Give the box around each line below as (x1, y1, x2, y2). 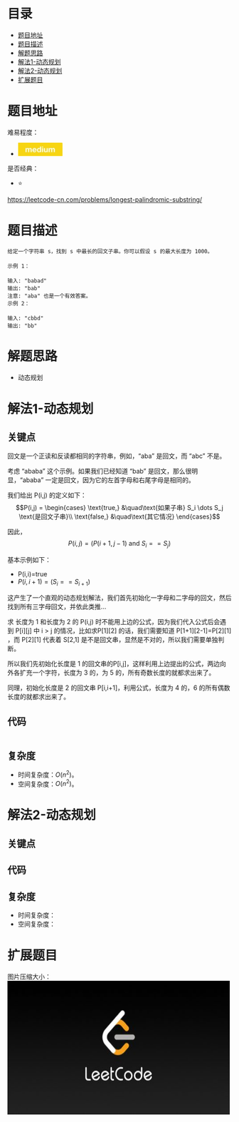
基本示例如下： (7, 555, 51, 563)
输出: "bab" (7, 285, 41, 292)
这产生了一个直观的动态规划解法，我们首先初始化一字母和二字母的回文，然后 (7, 593, 232, 602)
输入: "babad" (7, 277, 48, 285)
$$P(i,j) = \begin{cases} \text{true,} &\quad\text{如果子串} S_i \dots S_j (15, 503, 224, 511)
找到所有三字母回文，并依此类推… (7, 603, 107, 611)
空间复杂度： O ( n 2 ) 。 (17, 778, 78, 788)
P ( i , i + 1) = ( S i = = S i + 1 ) (17, 577, 91, 588)
